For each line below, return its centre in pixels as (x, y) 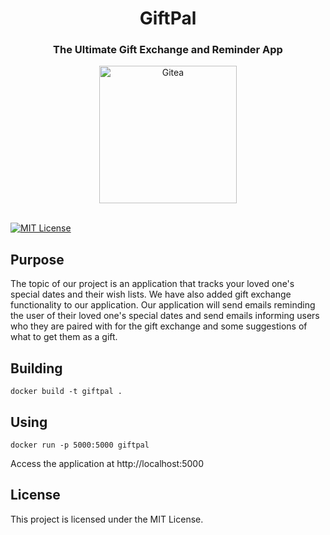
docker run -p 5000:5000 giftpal (80, 445)
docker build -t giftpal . (66, 392)
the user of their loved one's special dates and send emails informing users (165, 316)
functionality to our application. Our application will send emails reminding (163, 305)
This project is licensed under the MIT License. (107, 519)
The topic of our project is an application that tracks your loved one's (152, 284)
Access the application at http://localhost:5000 (107, 463)
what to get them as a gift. (64, 337)
